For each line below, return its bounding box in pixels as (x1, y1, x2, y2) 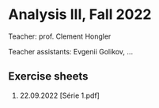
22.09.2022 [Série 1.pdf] (19, 91, 100, 100)
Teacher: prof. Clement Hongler (8, 32, 112, 41)
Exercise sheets (8, 69, 89, 84)
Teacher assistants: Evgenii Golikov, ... (8, 47, 133, 56)
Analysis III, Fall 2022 (8, 6, 152, 24)
